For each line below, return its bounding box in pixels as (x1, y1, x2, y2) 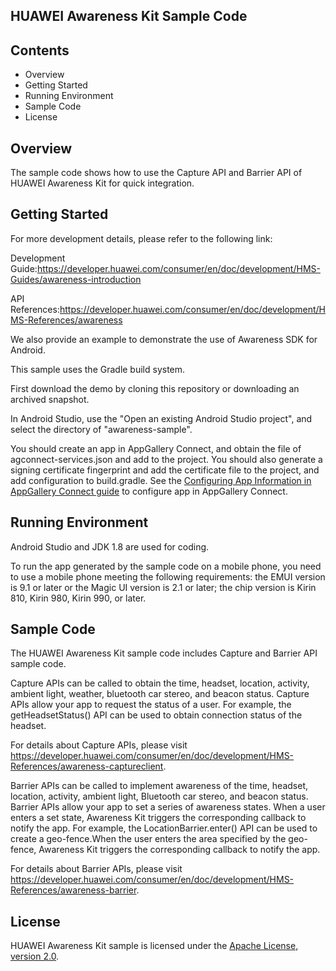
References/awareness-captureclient (10, 760, 164, 773)
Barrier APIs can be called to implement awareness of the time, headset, (10, 780, 309, 792)
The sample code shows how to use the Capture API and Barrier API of (10, 167, 303, 179)
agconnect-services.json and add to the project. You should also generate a (10, 453, 323, 465)
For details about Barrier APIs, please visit (10, 863, 183, 875)
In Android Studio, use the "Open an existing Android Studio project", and (10, 412, 313, 424)
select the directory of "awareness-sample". (10, 423, 193, 435)
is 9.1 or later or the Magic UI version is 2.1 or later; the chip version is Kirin (10, 581, 317, 593)
